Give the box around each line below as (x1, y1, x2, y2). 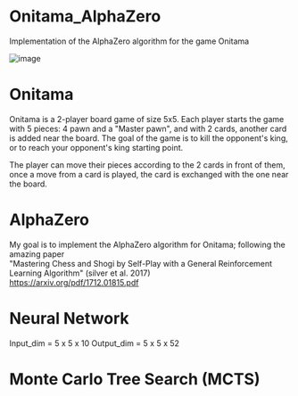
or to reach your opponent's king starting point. (9, 142, 184, 153)
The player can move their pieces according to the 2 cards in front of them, (9, 159, 286, 170)
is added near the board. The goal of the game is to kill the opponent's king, (9, 132, 288, 144)
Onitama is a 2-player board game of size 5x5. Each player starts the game (9, 113, 285, 124)
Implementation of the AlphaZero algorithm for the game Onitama (9, 36, 250, 46)
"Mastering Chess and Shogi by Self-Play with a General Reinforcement (9, 258, 273, 268)
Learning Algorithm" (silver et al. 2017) (9, 268, 151, 278)
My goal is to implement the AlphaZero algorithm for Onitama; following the (9, 239, 286, 250)
